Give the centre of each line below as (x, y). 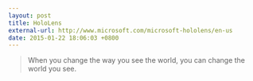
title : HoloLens (35, 23)
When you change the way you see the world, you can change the (136, 60)
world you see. (52, 69)
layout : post (30, 15)
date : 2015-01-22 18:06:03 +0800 (64, 38)
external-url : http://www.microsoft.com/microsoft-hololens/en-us (121, 30)
